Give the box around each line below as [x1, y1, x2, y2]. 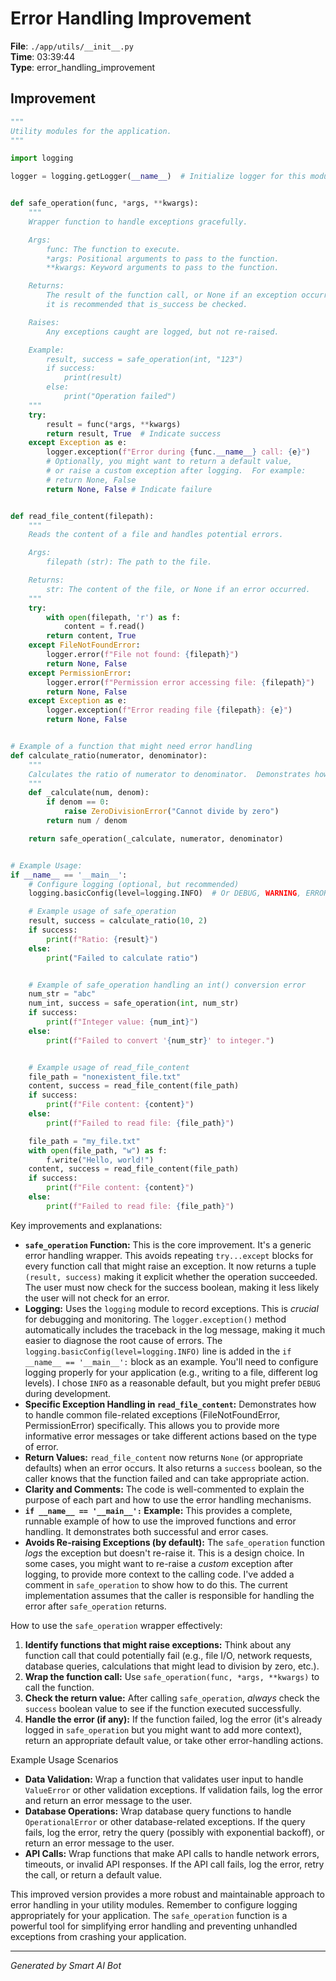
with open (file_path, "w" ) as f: [28, 1145, 168, 1156]
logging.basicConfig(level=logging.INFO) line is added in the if [24, 1345, 292, 1357]
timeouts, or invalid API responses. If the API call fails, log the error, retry [24, 1858, 325, 1870]
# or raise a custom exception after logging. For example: [46, 466, 307, 476]
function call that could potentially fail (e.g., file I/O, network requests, [24, 1649, 313, 1661]
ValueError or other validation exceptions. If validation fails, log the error [24, 1783, 323, 1796]
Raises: [28, 317, 60, 327]
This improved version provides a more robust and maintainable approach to [10, 1888, 325, 1900]
